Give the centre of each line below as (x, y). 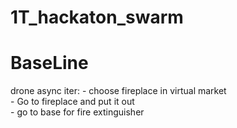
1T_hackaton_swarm (97, 17)
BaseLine (49, 63)
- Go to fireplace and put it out (72, 102)
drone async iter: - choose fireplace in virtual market (118, 91)
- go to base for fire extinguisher (77, 112)
